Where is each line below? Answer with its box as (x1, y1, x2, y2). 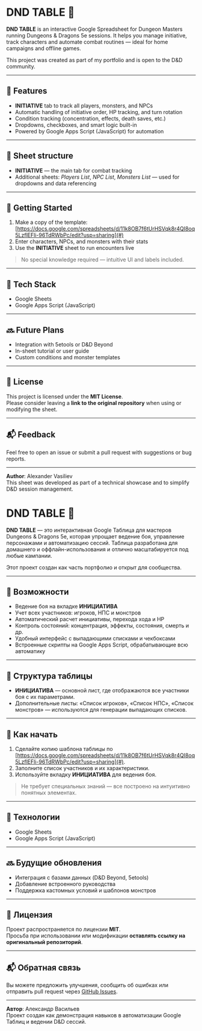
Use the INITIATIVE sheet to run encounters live (14, 244, 135, 252)
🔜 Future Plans (6, 325, 64, 335)
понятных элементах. (20, 789, 77, 796)
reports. (6, 455, 26, 462)
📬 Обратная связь (6, 962, 81, 972)
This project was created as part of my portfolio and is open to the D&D (6, 56, 183, 63)
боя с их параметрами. (14, 694, 75, 701)
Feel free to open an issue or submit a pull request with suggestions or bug (6, 448, 192, 456)
